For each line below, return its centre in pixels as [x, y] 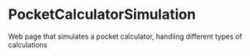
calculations [28, 44]
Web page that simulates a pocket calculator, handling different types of [125, 36]
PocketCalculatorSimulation [102, 15]
